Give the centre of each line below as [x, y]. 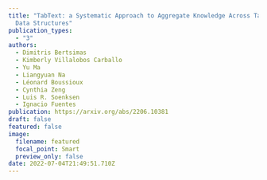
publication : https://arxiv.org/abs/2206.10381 [89, 112]
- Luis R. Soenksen [48, 97]
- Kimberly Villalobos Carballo [69, 61]
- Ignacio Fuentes [46, 104]
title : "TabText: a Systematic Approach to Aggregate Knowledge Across [129, 16]
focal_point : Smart [48, 149]
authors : [23, 45]
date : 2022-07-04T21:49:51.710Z [62, 164]
